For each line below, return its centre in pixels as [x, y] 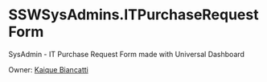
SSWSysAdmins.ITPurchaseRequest [133, 15]
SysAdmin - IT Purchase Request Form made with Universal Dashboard [127, 54]
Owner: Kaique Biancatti [48, 69]
